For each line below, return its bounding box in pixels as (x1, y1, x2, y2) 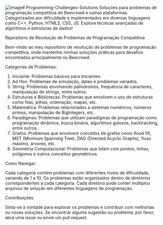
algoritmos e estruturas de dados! (5, 25, 73, 31)
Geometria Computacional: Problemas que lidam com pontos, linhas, (12, 146, 150, 151)
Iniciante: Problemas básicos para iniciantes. (12, 74, 102, 79)
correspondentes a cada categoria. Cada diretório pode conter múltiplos (5, 180, 150, 186)
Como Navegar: (5, 161, 36, 166)
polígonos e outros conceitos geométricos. (12, 151, 98, 157)
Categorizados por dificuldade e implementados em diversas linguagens (5, 15, 151, 20)
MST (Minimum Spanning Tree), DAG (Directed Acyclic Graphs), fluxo (12, 135, 151, 141)
